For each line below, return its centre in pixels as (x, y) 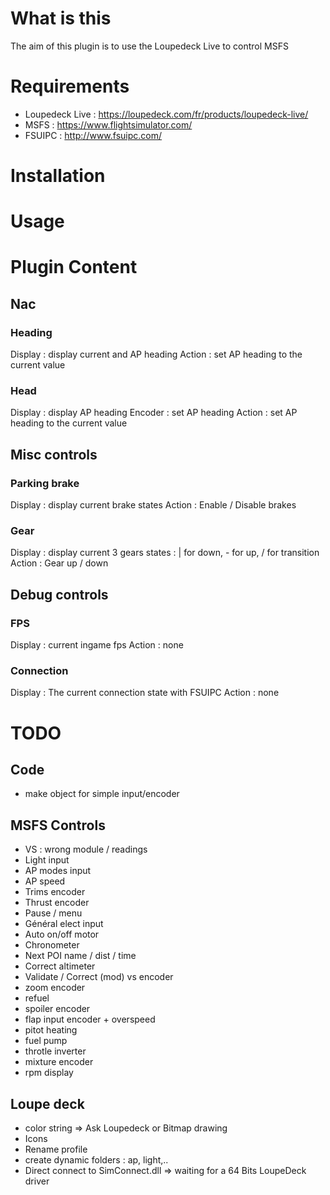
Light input (47, 860)
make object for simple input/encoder (102, 794)
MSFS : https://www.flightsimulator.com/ (108, 124)
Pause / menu (53, 913)
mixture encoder (59, 1062)
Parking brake (45, 483)
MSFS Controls (58, 825)
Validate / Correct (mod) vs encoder (99, 977)
